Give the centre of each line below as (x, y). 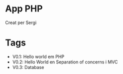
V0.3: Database (28, 67)
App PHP (24, 9)
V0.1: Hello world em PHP (38, 56)
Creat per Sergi (21, 22)
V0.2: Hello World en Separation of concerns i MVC (65, 62)
